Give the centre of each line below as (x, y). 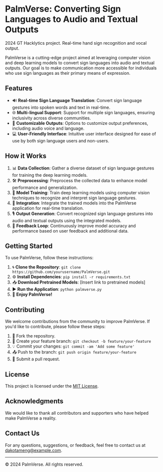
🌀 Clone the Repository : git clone (46, 267)
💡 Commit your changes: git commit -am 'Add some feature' (73, 346)
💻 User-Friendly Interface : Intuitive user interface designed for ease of (84, 134)
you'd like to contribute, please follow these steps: (55, 327)
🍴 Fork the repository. (34, 336)
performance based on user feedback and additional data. (70, 231)
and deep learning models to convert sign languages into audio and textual (80, 63)
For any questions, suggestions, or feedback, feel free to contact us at (75, 445)
